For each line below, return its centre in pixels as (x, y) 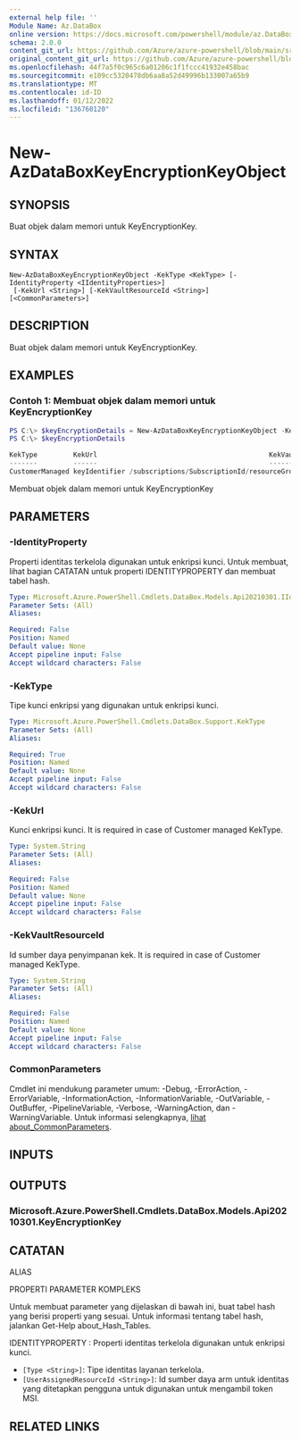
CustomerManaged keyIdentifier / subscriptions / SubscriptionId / (129, 472)
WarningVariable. (41, 1117)
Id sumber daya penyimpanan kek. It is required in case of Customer (135, 954)
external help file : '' (54, 17)
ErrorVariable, (35, 1098)
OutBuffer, (28, 1108)
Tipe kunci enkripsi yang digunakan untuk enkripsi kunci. (114, 705)
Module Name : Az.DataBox (55, 26)
